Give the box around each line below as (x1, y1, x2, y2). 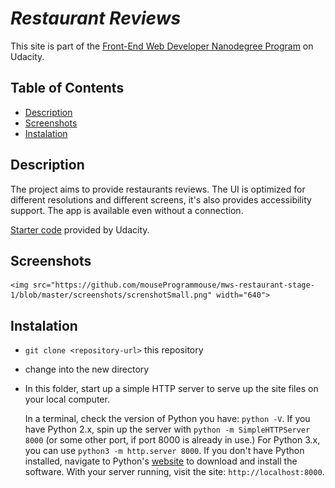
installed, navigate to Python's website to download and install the (24, 455, 298, 467)
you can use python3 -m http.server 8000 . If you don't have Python (24, 445, 305, 457)
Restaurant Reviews (10, 7, 182, 30)
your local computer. (24, 393, 110, 406)
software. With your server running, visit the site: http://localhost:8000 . (24, 466, 325, 478)
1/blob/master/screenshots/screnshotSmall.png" (10, 290, 213, 301)
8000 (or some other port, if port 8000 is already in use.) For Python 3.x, (24, 434, 321, 446)
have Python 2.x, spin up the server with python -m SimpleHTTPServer (24, 423, 311, 436)
